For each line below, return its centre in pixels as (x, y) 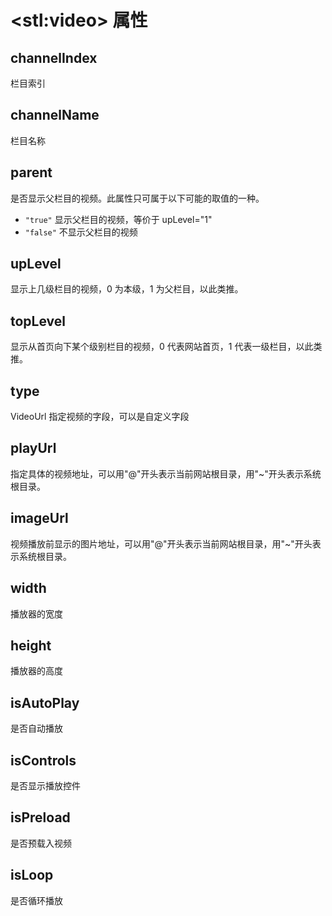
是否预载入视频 (41, 843)
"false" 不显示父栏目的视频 (81, 232)
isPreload (40, 817)
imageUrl (39, 518)
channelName (55, 115)
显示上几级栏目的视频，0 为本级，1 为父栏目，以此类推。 (127, 289)
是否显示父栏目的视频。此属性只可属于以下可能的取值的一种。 (137, 198)
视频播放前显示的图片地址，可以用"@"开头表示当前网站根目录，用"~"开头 (161, 543)
